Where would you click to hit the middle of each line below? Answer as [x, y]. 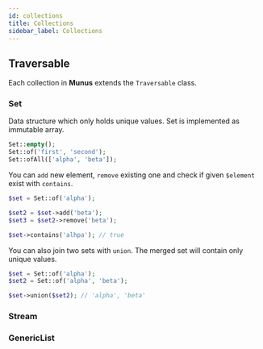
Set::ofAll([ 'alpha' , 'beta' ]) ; [63, 160]
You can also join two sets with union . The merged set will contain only [126, 250]
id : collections [35, 16]
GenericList [31, 338]
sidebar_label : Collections [56, 31]
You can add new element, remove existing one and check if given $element [132, 175]
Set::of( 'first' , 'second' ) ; [57, 152]
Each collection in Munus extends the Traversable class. [103, 83]
